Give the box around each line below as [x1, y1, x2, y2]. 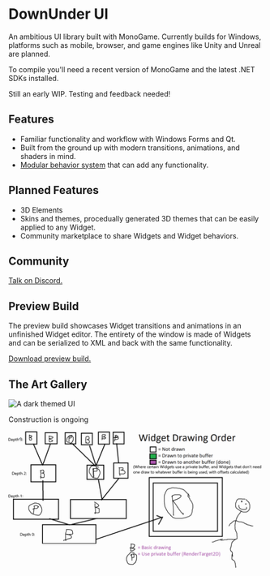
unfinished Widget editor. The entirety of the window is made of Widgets [8, 329, 251, 339]
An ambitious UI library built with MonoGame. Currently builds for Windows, [8, 32, 262, 41]
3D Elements [19, 204, 63, 215]
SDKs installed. [8, 73, 59, 83]
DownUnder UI [8, 5, 109, 24]
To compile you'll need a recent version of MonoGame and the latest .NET [8, 64, 255, 74]
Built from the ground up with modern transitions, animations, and [19, 143, 241, 153]
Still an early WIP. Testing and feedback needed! [8, 88, 171, 98]
